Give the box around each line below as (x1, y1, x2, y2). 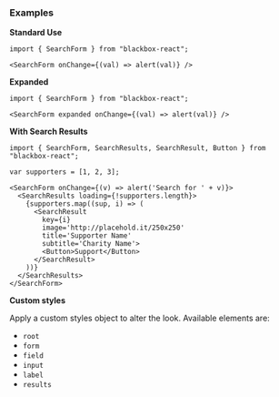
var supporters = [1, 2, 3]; (9, 168, 120, 177)
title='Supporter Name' (42, 231, 132, 240)
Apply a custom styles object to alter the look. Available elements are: (9, 312, 270, 324)
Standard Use (9, 27, 63, 38)
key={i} (42, 216, 71, 225)
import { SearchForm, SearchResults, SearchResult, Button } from (9, 144, 266, 153)
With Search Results (9, 126, 88, 137)
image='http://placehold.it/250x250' (42, 223, 184, 233)
